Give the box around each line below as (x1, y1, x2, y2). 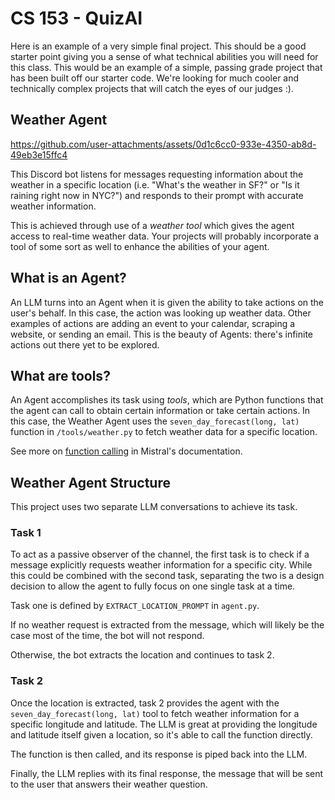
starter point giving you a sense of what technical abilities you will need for (10, 50, 319, 62)
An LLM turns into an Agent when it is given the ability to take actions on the (10, 296, 325, 308)
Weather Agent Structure (10, 474, 171, 491)
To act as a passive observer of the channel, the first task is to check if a (10, 548, 310, 561)
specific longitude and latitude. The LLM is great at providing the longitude (10, 718, 318, 730)
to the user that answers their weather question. (10, 778, 208, 790)
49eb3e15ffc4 (10, 148, 68, 161)
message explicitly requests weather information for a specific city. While (10, 559, 313, 571)
